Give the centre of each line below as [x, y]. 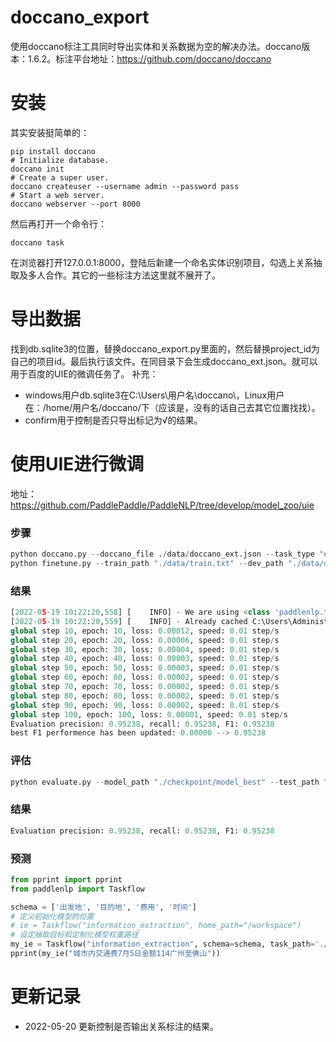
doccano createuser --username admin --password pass [125, 186]
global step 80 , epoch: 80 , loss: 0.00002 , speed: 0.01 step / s [145, 696]
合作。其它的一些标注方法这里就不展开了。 [132, 275]
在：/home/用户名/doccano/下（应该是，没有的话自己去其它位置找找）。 [172, 407]
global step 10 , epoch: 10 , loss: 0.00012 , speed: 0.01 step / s [145, 631]
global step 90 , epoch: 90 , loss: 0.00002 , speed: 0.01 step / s [145, 705]
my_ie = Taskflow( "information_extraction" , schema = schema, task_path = [162, 944]
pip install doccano [53, 151]
